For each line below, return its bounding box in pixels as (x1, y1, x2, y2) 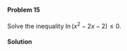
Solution (7, 38, 33, 46)
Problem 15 (7, 6, 40, 14)
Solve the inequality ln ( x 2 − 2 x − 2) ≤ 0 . (7, 21, 121, 30)
